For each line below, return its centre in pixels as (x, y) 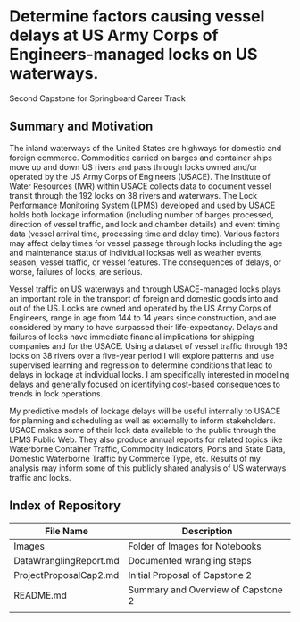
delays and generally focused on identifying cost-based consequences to (145, 384)
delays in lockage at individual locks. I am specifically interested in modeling (150, 374)
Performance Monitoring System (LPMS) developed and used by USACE (142, 205)
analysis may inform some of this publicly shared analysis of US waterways (148, 468)
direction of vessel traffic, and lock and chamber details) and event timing (145, 224)
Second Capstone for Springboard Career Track (97, 98)
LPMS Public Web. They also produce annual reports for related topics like (146, 439)
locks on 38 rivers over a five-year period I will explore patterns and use (142, 355)
